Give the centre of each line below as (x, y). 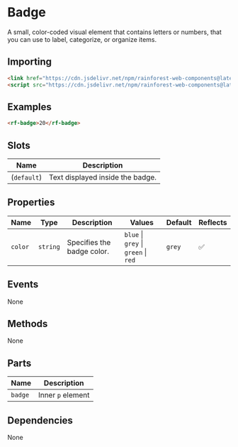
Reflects (212, 222)
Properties (31, 203)
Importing (29, 62)
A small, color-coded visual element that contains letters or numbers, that (114, 32)
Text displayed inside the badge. (103, 177)
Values (142, 222)
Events (23, 285)
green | (136, 252)
